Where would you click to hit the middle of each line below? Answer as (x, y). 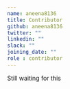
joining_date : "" (32, 52)
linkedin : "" (26, 39)
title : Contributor (35, 20)
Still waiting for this (34, 78)
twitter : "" (24, 33)
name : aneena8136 (32, 13)
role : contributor (35, 59)
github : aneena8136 (35, 26)
